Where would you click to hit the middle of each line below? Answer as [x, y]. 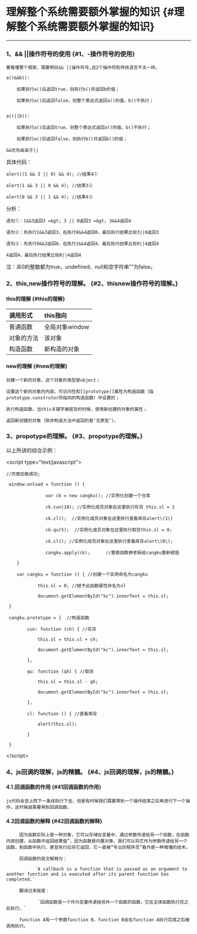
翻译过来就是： [35, 891]
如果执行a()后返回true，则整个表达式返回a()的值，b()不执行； [84, 128]
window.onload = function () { [47, 484]
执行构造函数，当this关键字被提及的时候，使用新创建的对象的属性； [77, 409]
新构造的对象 [62, 349]
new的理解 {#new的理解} [37, 366]
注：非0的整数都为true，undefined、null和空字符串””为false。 [81, 267]
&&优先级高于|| [23, 151]
